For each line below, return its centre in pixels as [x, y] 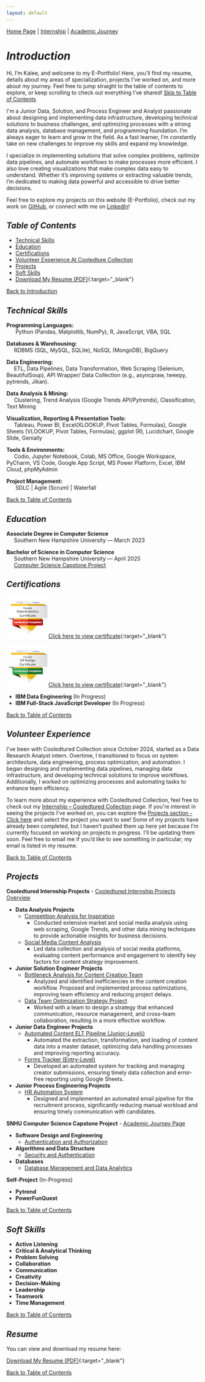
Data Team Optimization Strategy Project [76, 1001]
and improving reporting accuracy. [77, 1053]
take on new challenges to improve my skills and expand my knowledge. [97, 143]
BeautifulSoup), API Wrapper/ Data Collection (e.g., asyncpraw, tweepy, [97, 375]
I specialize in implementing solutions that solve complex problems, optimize [103, 155]
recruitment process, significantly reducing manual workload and [115, 1105]
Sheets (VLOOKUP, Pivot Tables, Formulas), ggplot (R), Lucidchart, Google [100, 432]
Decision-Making [38, 1283]
